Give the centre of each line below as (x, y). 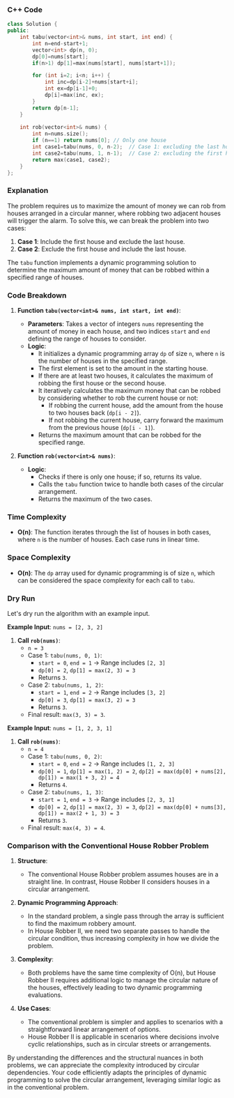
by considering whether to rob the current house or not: (118, 398)
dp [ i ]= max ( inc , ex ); (74, 95)
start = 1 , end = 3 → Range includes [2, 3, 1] (107, 799)
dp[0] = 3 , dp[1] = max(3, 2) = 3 (87, 699)
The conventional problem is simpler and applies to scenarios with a (125, 1022)
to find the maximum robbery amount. (82, 924)
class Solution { (32, 24)
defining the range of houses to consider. (87, 339)
